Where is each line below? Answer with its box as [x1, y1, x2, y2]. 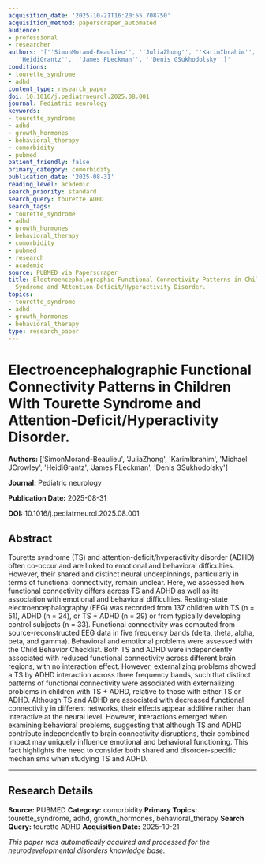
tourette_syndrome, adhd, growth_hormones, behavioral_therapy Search [8, 813, 244, 823]
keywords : [8, 107, 41, 115]
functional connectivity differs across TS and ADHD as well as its [8, 586, 219, 595]
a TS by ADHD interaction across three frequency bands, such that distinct [8, 670, 251, 679]
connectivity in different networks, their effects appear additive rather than [8, 704, 251, 713]
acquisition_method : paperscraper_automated [8, 19, 157, 27]
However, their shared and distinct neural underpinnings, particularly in [8, 569, 239, 579]
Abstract [8, 531, 53, 545]
